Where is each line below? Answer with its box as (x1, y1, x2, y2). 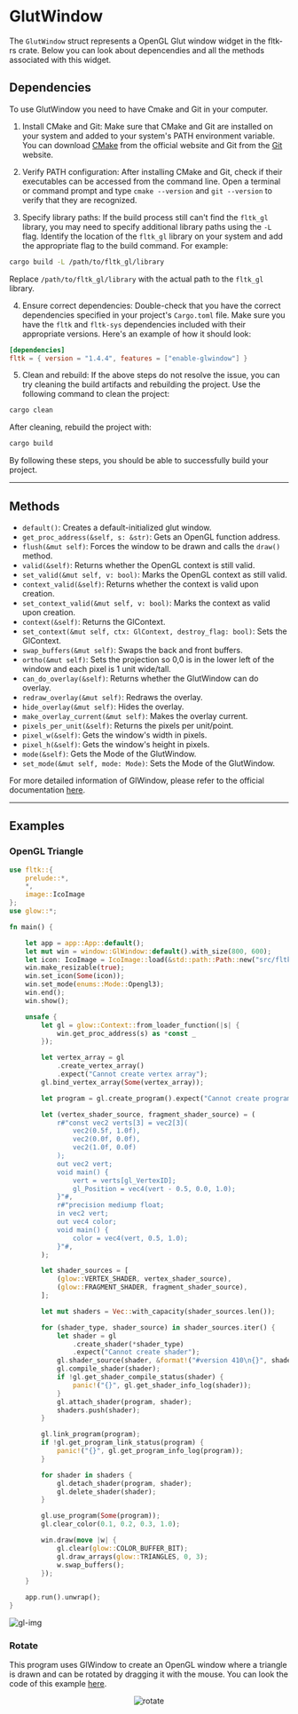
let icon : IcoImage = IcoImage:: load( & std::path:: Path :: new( (25, 955, 255, 964)
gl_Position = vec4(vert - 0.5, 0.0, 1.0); (72, 1184, 237, 1193)
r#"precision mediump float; (56, 1201, 165, 1210)
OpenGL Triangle (9, 845, 84, 857)
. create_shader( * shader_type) (72, 1339, 184, 1348)
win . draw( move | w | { (41, 1536, 117, 1544)
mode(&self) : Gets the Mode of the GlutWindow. (21, 748, 197, 759)
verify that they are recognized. (21, 194, 137, 205)
